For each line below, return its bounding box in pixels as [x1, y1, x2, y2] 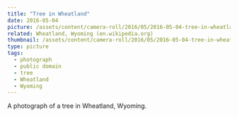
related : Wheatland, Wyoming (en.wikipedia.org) [7, 30, 154, 37]
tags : [7, 50, 23, 57]
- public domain [13, 63, 62, 70]
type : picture [7, 43, 50, 50]
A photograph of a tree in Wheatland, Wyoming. [7, 101, 147, 110]
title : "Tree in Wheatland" [7, 10, 91, 18]
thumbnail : [7, 37, 40, 44]
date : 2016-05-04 [7, 17, 59, 24]
